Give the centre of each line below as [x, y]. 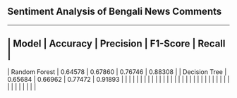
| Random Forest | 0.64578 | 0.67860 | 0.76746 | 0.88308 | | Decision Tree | [117, 72]
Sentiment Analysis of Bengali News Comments [115, 12]
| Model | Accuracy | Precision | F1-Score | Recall [116, 44]
